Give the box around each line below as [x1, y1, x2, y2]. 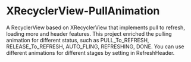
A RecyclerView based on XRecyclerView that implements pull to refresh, [6, 24, 186, 31]
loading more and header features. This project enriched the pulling [6, 30, 172, 37]
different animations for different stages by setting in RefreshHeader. [6, 49, 175, 56]
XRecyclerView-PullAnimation [6, 4, 160, 18]
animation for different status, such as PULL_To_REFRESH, [6, 36, 149, 44]
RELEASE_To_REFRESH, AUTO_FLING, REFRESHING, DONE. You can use [6, 43, 184, 50]
